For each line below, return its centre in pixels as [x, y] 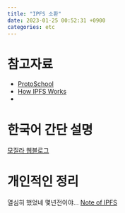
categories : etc [31, 27]
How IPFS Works [42, 92]
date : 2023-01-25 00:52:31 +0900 [56, 20]
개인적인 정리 [43, 182]
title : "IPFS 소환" [35, 14]
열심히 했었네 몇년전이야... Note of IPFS [63, 202]
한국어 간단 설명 [50, 129]
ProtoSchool [36, 84]
